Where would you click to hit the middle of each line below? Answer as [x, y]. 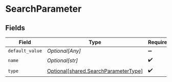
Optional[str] [62, 60]
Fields [15, 28]
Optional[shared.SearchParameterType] [95, 71]
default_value [25, 51]
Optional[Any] [64, 51]
